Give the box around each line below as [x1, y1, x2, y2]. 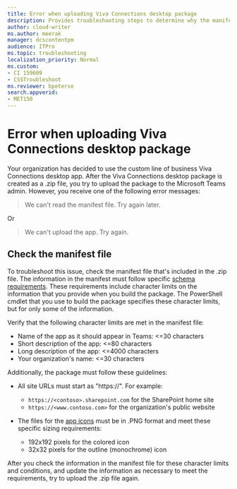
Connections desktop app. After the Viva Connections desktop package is [7, 171, 223, 180]
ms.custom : [7, 63, 39, 70]
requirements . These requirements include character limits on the [7, 282, 197, 290]
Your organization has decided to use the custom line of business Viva [7, 164, 212, 173]
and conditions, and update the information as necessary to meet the [7, 466, 208, 475]
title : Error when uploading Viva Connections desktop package [7, 10, 197, 18]
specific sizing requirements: [17, 424, 102, 433]
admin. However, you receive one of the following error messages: [7, 186, 201, 195]
